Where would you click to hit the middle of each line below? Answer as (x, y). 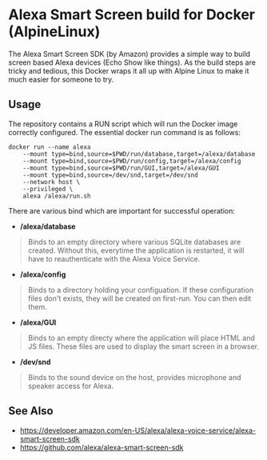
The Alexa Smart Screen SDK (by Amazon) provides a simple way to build (129, 54)
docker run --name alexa (50, 147)
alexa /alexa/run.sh (57, 196)
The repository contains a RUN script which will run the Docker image (123, 124)
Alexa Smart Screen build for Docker (132, 15)
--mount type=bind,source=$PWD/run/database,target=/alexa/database (139, 154)
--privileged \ (48, 189)
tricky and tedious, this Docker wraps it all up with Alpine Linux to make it (129, 70)
